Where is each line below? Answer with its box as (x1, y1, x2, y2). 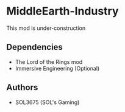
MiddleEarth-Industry (6, 4, 119, 18)
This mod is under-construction (6, 24, 86, 32)
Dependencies (6, 42, 63, 52)
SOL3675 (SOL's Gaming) (15, 99, 80, 106)
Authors (6, 82, 38, 93)
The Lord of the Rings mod (15, 58, 83, 65)
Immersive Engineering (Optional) (15, 65, 100, 72)
